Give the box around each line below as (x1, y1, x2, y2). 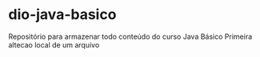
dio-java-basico (8, 6, 117, 24)
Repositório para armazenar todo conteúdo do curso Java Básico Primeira (8, 32, 253, 41)
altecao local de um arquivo (8, 40, 100, 49)
